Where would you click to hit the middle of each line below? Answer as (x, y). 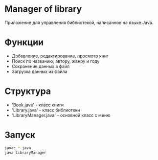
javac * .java (18, 148)
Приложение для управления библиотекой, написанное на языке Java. (79, 23)
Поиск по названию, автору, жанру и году (56, 61)
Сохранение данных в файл (40, 66)
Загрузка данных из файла (39, 71)
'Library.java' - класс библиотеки (46, 110)
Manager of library (43, 9)
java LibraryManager (26, 153)
